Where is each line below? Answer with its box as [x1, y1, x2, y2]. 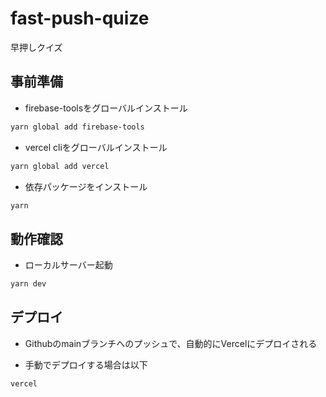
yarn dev [10, 279, 47, 289]
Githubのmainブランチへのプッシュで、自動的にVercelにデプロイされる [24, 337, 318, 349]
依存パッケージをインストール [24, 180, 148, 192]
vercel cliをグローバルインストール [24, 141, 168, 153]
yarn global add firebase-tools [10, 122, 145, 132]
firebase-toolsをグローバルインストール [24, 102, 188, 114]
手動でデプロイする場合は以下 [24, 358, 148, 371]
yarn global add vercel [10, 161, 110, 171]
